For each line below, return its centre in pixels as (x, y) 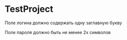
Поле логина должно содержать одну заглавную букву (63, 23)
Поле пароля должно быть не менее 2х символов (58, 32)
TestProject (29, 9)
